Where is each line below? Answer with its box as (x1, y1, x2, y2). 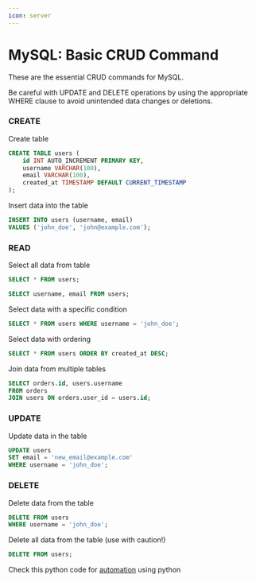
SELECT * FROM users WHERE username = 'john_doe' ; (8, 320, 180, 328)
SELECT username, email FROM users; (8, 290, 130, 298)
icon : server (8, 11, 52, 20)
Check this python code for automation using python (8, 565, 181, 575)
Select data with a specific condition (8, 304, 127, 314)
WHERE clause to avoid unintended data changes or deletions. (8, 96, 213, 106)
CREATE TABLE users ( (8, 149, 80, 157)
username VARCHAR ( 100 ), (22, 164, 102, 172)
